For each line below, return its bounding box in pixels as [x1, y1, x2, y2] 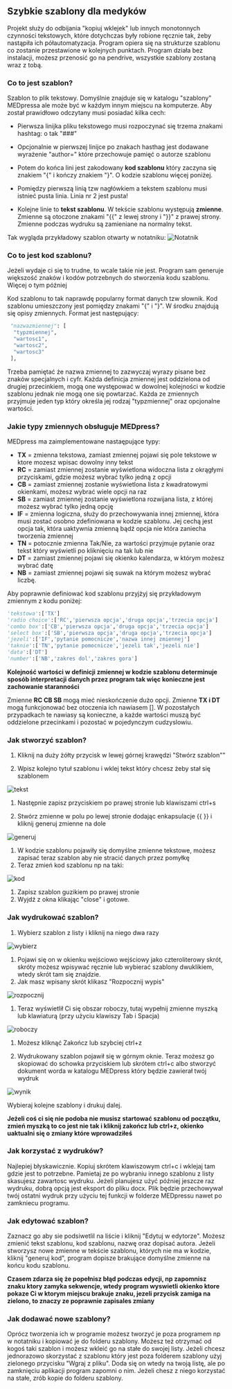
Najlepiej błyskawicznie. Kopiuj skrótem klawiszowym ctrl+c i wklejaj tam [7, 1162, 216, 1170]
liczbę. [17, 575, 37, 584]
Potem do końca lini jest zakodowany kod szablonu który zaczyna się [17, 164, 217, 172]
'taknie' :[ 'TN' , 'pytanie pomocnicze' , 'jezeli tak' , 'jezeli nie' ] [7, 643, 199, 649]
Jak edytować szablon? [7, 1216, 89, 1225]
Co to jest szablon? [7, 78, 73, 87]
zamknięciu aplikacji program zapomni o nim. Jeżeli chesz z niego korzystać [7, 1367, 226, 1375]
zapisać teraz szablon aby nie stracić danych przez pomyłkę [17, 854, 190, 862]
